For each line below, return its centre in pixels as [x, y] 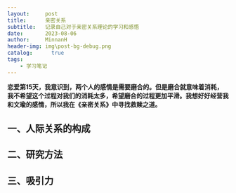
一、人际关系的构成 [49, 129]
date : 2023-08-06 [42, 33]
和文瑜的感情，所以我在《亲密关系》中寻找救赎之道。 [84, 104]
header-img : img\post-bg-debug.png [59, 46]
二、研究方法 [35, 155]
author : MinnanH [38, 40]
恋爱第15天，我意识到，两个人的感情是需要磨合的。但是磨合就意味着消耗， [115, 87]
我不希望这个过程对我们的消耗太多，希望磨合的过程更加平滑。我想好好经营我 [118, 95]
